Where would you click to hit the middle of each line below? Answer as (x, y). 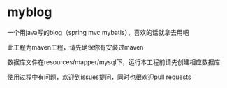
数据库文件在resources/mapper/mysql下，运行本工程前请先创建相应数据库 (114, 62)
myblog (30, 12)
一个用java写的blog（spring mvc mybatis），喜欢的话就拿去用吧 (98, 32)
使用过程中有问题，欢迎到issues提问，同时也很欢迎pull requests (100, 77)
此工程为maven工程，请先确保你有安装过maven (75, 47)
